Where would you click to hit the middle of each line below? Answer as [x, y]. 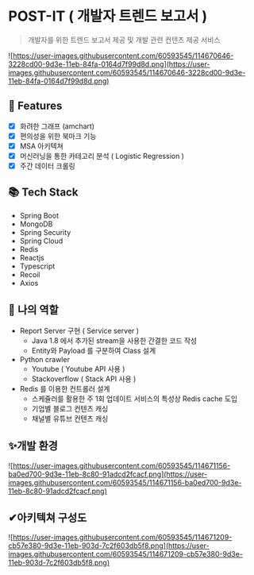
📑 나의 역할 [34, 310]
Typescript [37, 266]
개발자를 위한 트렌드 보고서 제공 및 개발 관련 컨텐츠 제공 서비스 [124, 40]
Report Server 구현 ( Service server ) [79, 330]
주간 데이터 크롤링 [47, 166]
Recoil [30, 274]
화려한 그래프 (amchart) [57, 126]
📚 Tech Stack [43, 193]
